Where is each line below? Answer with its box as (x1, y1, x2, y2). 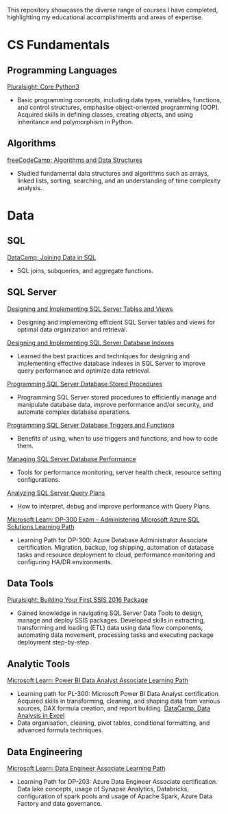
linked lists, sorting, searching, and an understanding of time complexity (16, 176, 221, 185)
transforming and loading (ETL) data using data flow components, (16, 624, 203, 632)
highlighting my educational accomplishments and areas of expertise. (7, 13, 203, 21)
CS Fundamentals (7, 37, 110, 53)
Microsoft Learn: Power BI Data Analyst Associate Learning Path (7, 676, 188, 685)
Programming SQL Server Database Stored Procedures (7, 380, 162, 388)
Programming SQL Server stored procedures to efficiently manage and (16, 393, 217, 401)
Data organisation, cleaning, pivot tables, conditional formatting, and (16, 719, 210, 727)
